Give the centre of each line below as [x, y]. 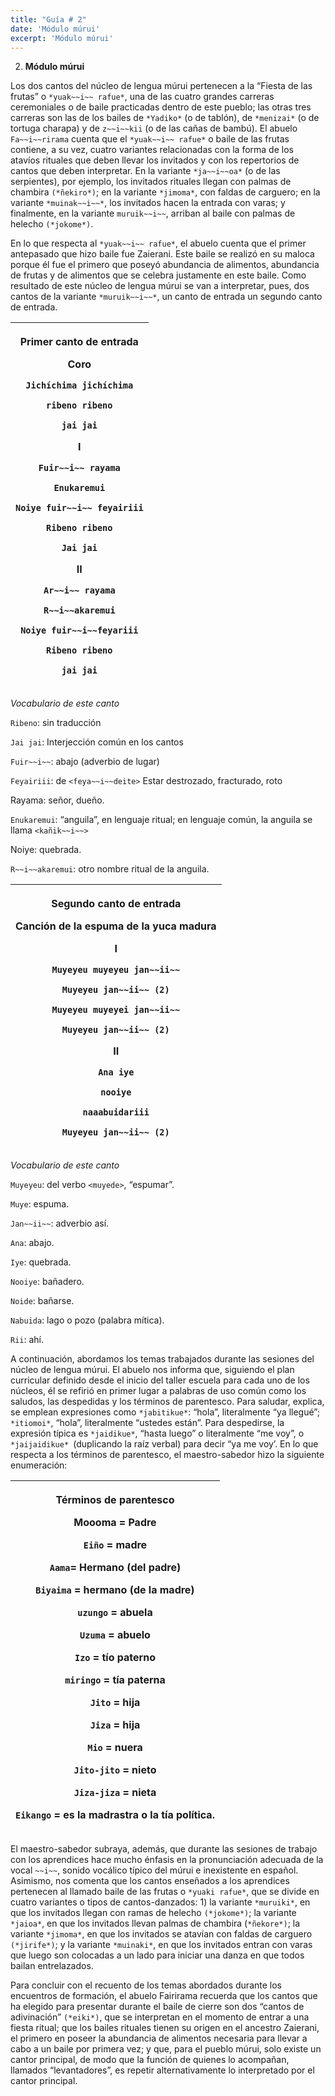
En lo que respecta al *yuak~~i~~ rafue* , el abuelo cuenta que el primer [158, 243]
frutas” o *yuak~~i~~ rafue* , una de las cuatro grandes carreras [142, 97]
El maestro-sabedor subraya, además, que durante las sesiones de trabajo [164, 1849]
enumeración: [39, 1465]
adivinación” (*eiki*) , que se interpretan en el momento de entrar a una [160, 2017]
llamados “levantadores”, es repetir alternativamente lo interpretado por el [162, 2070]
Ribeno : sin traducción [56, 723]
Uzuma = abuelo [115, 1635]
